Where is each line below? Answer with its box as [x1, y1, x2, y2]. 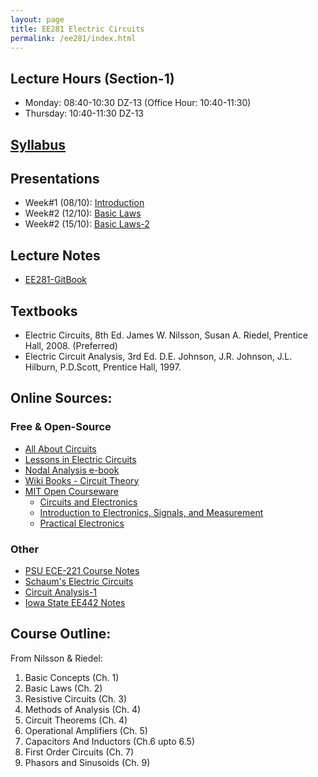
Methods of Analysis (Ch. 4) [24, 703, 142, 715]
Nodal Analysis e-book [24, 464, 120, 476]
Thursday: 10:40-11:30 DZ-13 [24, 107, 144, 120]
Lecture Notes [10, 247, 101, 264]
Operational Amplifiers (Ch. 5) [24, 724, 148, 736]
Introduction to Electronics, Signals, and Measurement [39, 506, 264, 518]
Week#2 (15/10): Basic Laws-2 [24, 218, 150, 230]
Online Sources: [10, 390, 113, 407]
